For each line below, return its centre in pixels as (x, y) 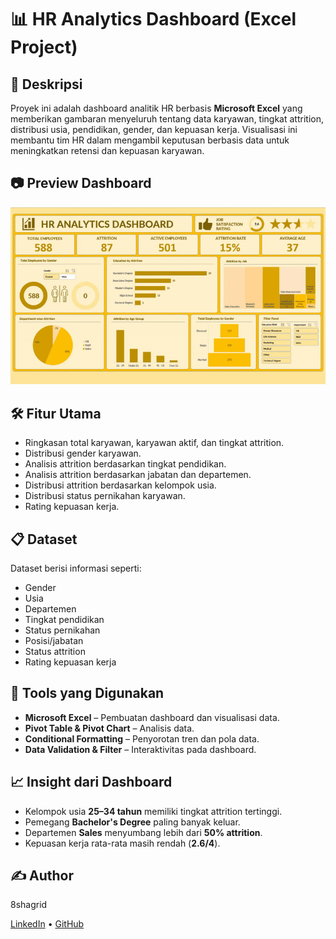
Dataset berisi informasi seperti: (76, 568)
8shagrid (29, 905)
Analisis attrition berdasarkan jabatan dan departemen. (138, 475)
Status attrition (55, 651)
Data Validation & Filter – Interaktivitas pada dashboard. (140, 749)
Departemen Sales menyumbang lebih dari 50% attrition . (143, 832)
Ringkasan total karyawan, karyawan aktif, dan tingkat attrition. (154, 443)
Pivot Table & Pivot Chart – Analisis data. (109, 728)
